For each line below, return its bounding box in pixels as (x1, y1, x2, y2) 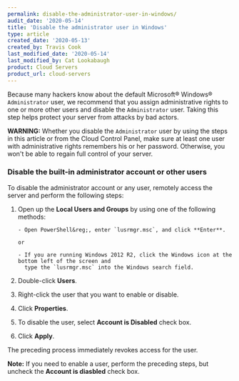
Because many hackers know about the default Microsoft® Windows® (7, 90, 213, 99)
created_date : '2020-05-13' (7, 37, 91, 44)
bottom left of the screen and (17, 257, 111, 264)
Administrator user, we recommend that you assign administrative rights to (7, 97, 228, 106)
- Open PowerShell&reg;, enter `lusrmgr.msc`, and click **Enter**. (17, 226, 226, 233)
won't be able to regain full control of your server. (7, 149, 153, 158)
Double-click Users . (17, 276, 77, 284)
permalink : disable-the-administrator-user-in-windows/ (7, 10, 177, 18)
